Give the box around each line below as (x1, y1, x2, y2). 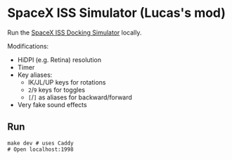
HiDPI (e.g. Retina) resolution (17, 55, 102, 64)
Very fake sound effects (17, 100, 87, 109)
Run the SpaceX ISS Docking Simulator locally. (7, 28, 142, 37)
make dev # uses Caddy (7, 140, 74, 147)
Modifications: (7, 42, 49, 50)
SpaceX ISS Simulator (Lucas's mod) (7, 5, 226, 21)
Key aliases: (17, 70, 53, 79)
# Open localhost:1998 (7, 146, 74, 153)
